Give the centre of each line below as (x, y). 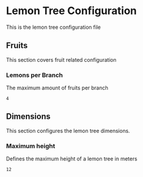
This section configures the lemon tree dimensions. (68, 131)
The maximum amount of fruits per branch (57, 88)
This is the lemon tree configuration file (53, 27)
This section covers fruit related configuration (61, 59)
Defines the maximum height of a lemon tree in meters (72, 159)
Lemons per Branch (35, 75)
